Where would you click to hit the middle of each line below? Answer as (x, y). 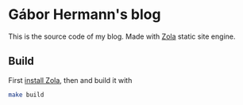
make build (26, 95)
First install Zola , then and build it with (70, 80)
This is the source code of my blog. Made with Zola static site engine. (122, 36)
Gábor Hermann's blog (85, 15)
